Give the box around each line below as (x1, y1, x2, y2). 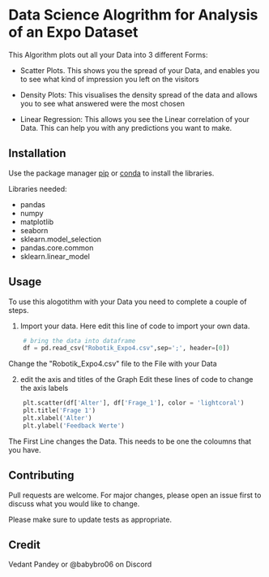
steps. (8, 305, 29, 315)
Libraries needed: (8, 184, 67, 193)
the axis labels (19, 384, 69, 393)
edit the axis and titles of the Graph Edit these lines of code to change (19, 375, 254, 384)
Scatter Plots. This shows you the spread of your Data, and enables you (19, 65, 260, 75)
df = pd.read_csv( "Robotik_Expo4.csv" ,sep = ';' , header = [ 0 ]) (23, 344, 230, 353)
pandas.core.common (19, 242, 94, 253)
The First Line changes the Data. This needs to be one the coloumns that (8, 436, 252, 446)
